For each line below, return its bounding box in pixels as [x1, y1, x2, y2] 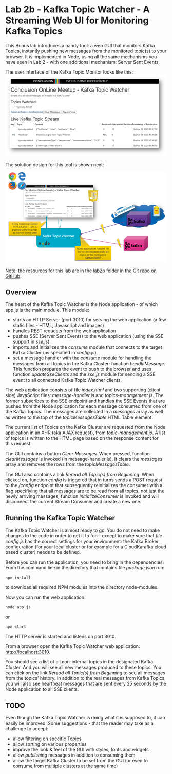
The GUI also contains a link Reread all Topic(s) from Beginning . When [5, 472, 155, 478]
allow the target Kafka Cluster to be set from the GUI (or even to [12, 758, 148, 764]
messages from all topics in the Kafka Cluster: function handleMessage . [12, 361, 166, 367]
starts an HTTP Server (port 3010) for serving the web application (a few [12, 317, 166, 323]
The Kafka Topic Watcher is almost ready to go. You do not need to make [5, 527, 160, 533]
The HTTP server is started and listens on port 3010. [5, 634, 117, 640]
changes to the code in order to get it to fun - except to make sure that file [5, 533, 162, 539]
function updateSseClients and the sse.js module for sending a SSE [12, 371, 156, 377]
